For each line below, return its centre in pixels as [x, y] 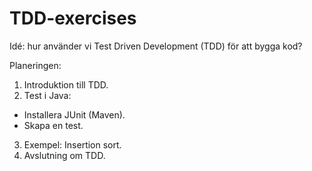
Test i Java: [47, 95]
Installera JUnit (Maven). [74, 114]
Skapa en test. [53, 125]
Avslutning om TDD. [64, 155]
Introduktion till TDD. [66, 84]
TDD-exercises [73, 18]
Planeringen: [35, 65]
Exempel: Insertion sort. [72, 144]
